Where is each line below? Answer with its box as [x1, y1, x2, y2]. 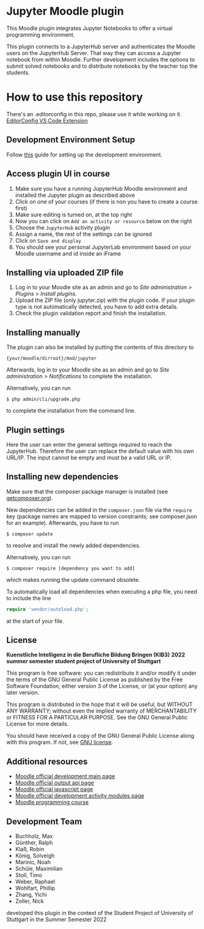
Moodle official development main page [15, 773, 115, 780]
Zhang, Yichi [15, 891, 47, 898]
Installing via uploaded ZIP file [6, 267, 124, 277]
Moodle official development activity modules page [15, 792, 145, 799]
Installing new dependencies [6, 472, 118, 482]
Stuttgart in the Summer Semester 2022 [6, 916, 107, 923]
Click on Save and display [15, 237, 81, 244]
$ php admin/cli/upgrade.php [6, 396, 81, 403]
